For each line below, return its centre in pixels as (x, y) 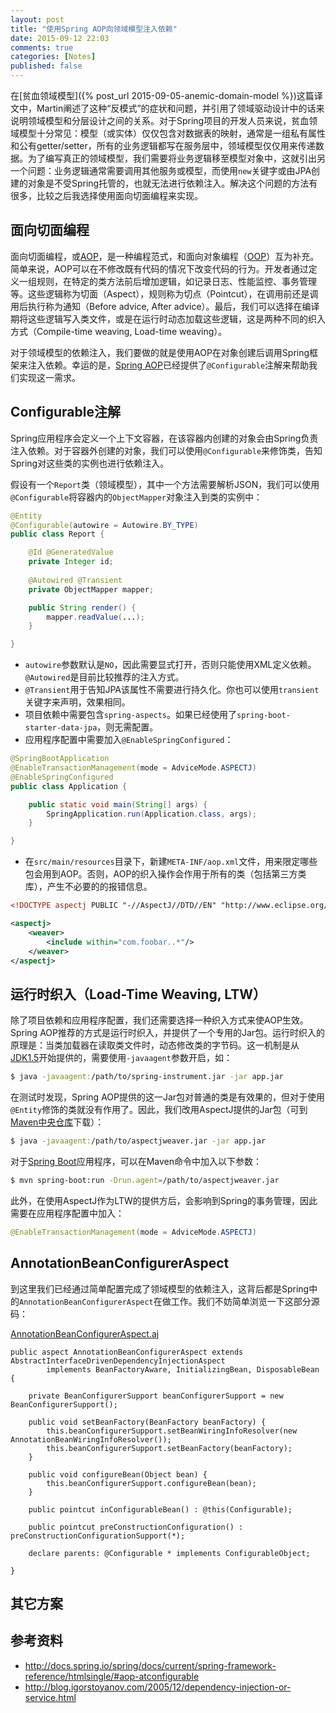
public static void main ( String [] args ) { (118, 804)
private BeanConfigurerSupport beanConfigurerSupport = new (156, 1396)
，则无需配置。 (127, 727)
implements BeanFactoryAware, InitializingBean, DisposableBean (183, 1369)
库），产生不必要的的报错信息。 (88, 887)
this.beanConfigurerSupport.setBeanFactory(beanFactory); (169, 1448)
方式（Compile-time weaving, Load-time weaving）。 (119, 331)
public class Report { (57, 534)
